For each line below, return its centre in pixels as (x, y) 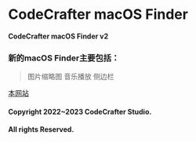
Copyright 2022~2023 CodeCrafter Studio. (80, 111)
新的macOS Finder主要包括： (64, 58)
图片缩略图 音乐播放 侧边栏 (71, 77)
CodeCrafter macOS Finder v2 (58, 36)
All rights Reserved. (41, 129)
